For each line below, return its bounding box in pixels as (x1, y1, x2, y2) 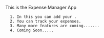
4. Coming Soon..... (10, 28, 54, 33)
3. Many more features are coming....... (10, 23, 100, 28)
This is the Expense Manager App (5, 5, 77, 10)
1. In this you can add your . (10, 14, 77, 20)
